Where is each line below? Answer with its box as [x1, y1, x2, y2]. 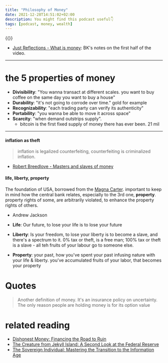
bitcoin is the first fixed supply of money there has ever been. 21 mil [19, 121, 160, 127]
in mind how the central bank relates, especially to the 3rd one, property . [5, 191, 156, 197]
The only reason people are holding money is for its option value [17, 302, 150, 308]
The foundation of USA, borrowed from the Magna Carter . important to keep [5, 186, 162, 192]
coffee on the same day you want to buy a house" [12, 94, 115, 100]
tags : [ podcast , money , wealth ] [5, 21, 72, 27]
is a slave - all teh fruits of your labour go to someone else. [12, 242, 134, 248]
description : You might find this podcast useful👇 [5, 17, 113, 22]
